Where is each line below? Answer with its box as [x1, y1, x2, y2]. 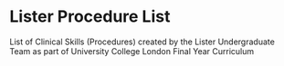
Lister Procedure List [9, 6, 171, 27]
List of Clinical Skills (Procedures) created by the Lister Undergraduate [9, 36, 276, 47]
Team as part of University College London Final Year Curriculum [9, 45, 255, 56]
